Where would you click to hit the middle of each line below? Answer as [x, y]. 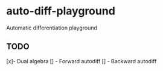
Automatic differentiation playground [52, 28]
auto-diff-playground [61, 11]
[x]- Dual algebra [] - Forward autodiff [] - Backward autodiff [81, 61]
